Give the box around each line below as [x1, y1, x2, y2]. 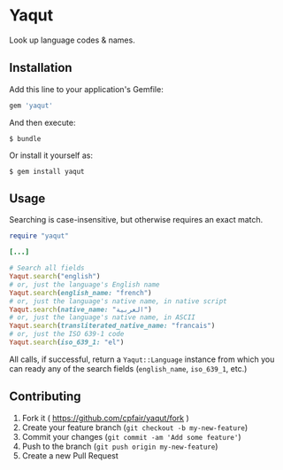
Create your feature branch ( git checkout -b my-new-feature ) [21, 422, 249, 433]
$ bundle [9, 134, 42, 143]
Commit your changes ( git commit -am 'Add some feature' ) [21, 431, 241, 442]
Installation [9, 60, 73, 75]
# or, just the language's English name [9, 280, 161, 289]
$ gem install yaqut [9, 167, 86, 176]
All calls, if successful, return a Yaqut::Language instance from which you [9, 354, 275, 364]
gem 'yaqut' [9, 101, 53, 110]
